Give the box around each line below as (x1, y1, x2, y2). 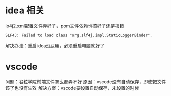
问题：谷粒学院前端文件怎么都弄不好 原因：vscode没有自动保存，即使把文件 (5, 78, 166, 85)
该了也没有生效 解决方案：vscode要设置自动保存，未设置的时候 (5, 85, 140, 91)
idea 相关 (5, 5, 45, 16)
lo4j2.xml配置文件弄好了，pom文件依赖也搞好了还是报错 (5, 23, 124, 29)
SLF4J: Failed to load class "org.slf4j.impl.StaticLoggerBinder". (5, 33, 153, 38)
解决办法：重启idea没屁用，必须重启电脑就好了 (5, 42, 105, 49)
